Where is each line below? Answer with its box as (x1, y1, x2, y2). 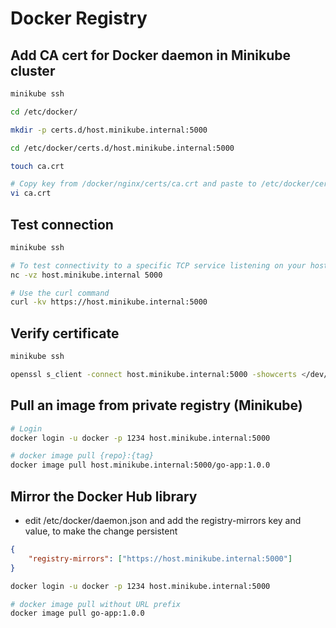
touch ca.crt (10, 161, 65, 171)
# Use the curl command (10, 288, 110, 298)
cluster (10, 62, 56, 79)
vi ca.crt (10, 188, 52, 199)
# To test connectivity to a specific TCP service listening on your (10, 260, 307, 271)
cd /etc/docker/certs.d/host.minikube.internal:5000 (10, 143, 235, 153)
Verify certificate (10, 325, 120, 342)
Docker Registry (10, 7, 148, 30)
